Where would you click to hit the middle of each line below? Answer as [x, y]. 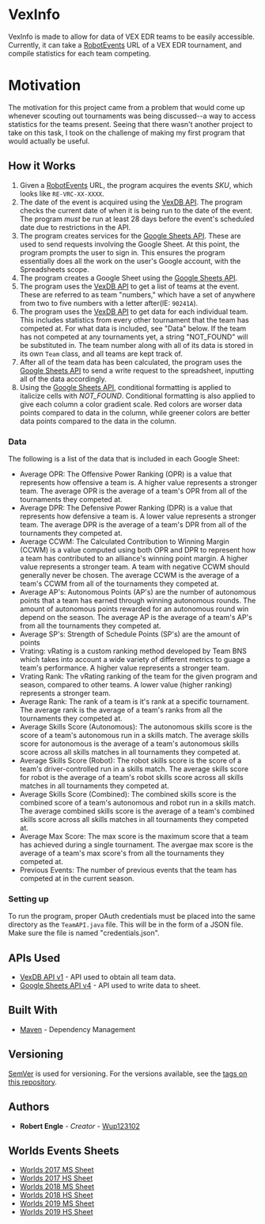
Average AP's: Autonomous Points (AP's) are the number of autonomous [138, 591]
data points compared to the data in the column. [98, 421]
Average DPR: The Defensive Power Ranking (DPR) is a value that [126, 507]
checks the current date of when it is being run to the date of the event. [136, 210]
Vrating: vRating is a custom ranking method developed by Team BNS [133, 651]
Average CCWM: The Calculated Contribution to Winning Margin [124, 541]
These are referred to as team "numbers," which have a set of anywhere [137, 294]
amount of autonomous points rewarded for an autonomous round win [134, 609]
